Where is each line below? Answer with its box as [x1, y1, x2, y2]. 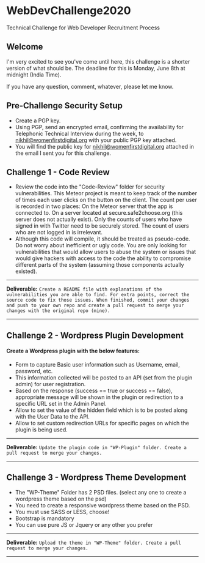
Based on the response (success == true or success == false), [15, 387, 173, 394]
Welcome [6, 42, 43, 52]
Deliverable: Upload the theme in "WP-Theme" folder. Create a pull [6, 539, 181, 546]
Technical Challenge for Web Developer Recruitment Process [6, 24, 160, 31]
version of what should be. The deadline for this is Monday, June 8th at [6, 64, 185, 72]
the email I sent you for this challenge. [15, 149, 112, 157]
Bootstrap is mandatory [15, 515, 74, 522]
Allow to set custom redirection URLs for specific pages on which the [15, 419, 189, 427]
